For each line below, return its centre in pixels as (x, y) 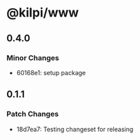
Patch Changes (33, 114)
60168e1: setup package (51, 72)
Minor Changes (33, 58)
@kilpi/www (43, 13)
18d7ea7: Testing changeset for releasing (75, 129)
